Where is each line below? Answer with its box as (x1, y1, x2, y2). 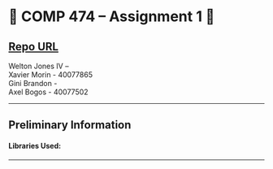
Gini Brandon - (8, 79, 58, 88)
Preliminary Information (8, 118, 132, 132)
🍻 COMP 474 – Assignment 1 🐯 (8, 7, 215, 26)
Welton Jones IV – (8, 61, 69, 71)
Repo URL (8, 40, 59, 54)
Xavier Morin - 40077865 (8, 70, 93, 80)
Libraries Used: (8, 141, 62, 150)
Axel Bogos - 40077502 (8, 87, 89, 97)
